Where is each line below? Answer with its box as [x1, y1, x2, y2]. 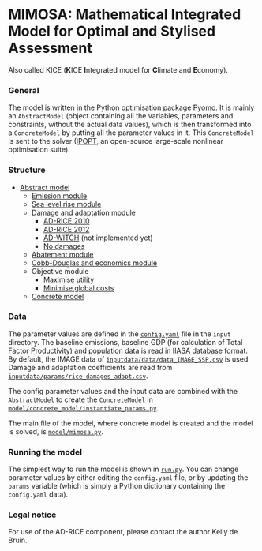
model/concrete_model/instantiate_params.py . [8, 403, 159, 412]
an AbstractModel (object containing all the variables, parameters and [8, 111, 234, 121]
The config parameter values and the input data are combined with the [8, 386, 238, 395]
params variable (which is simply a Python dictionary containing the [8, 482, 226, 491]
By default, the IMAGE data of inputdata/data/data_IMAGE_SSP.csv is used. [8, 354, 251, 364]
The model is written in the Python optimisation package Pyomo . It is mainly [8, 103, 255, 112]
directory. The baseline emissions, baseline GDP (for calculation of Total [8, 337, 243, 347]
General [8, 84, 39, 96]
